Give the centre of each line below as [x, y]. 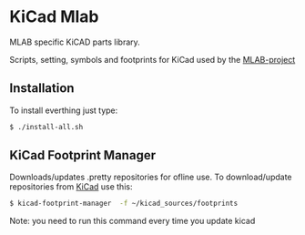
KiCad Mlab [54, 17]
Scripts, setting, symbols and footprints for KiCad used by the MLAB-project [152, 59]
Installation [42, 88]
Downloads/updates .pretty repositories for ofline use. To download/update [151, 177]
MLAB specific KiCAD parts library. [75, 42]
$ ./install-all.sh [46, 127]
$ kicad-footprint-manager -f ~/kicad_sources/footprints [124, 204]
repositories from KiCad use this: [71, 187]
